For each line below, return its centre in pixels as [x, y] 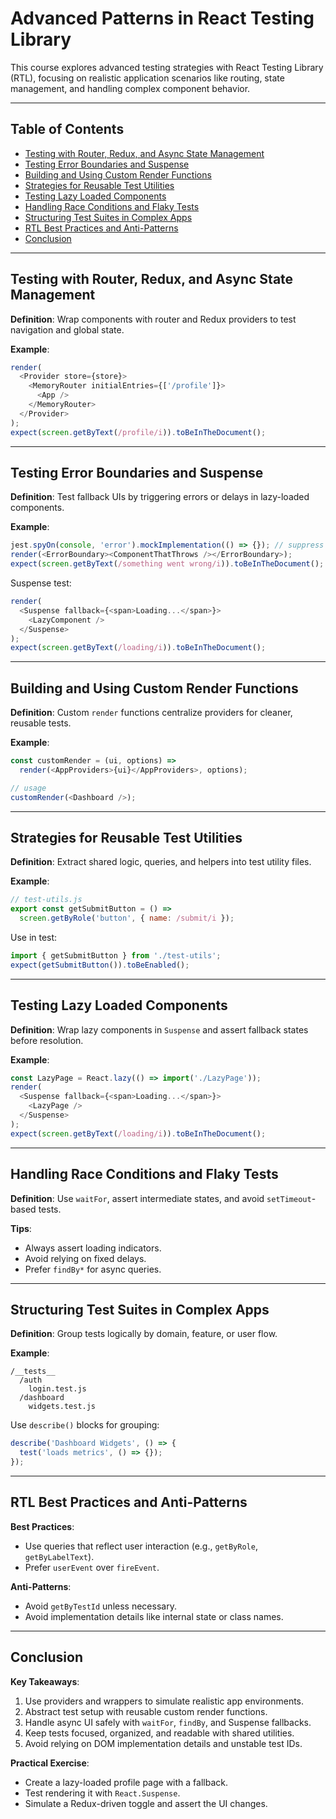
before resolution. [47, 1040]
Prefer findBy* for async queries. [93, 1269]
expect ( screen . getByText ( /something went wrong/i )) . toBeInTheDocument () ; [167, 564]
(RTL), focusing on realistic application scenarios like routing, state [147, 78]
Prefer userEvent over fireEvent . [92, 1567]
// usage [28, 788]
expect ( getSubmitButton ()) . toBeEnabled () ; [100, 965]
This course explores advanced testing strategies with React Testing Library [167, 67]
